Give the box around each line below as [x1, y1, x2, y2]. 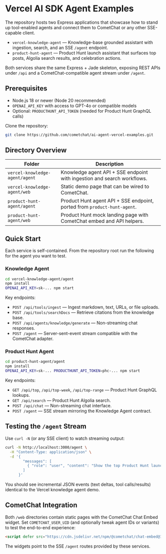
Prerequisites [5, 85, 47, 93]
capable [5, 30, 22, 36]
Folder [24, 161, 40, 168]
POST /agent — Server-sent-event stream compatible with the [12, 331, 138, 337]
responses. [12, 325, 36, 331]
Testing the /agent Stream [5, 422, 86, 430]
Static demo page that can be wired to [61, 183, 150, 190]
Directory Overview [5, 146, 67, 155]
